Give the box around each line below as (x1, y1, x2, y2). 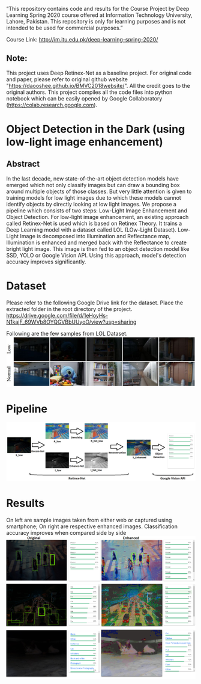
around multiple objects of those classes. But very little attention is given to (6, 188, 192, 195)
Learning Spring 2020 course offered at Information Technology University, (6, 11, 193, 19)
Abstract (6, 159, 40, 169)
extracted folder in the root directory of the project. (6, 305, 133, 312)
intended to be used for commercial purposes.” (6, 24, 123, 31)
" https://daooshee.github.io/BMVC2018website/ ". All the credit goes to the (6, 82, 190, 89)
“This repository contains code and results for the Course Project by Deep (6, 5, 190, 12)
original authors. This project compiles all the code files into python (6, 88, 173, 96)
